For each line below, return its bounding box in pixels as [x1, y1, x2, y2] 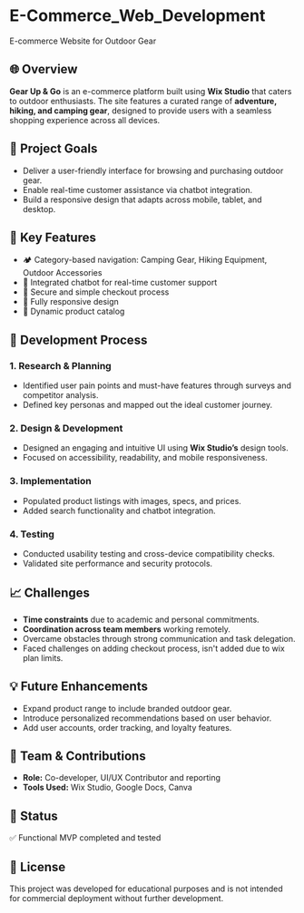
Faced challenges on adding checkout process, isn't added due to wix [22, 643, 286, 654]
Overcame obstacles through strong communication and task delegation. [22, 633, 296, 644]
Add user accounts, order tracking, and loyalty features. [22, 722, 232, 733]
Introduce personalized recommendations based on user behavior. [22, 713, 272, 724]
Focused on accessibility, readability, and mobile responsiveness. [22, 452, 268, 463]
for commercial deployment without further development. [9, 893, 224, 904]
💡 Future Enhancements [9, 679, 148, 694]
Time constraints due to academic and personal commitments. [22, 614, 260, 625]
